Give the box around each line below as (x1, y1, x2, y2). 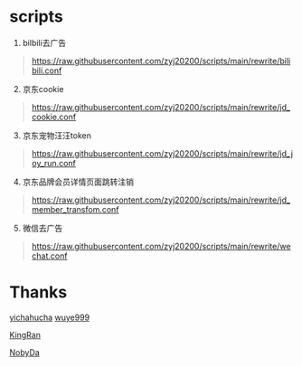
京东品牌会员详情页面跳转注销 (22, 176, 134, 187)
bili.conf (31, 65, 62, 76)
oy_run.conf (31, 157, 77, 168)
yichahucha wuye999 (9, 312, 90, 323)
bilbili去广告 (22, 37, 66, 48)
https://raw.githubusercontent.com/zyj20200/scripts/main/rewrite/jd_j (31, 147, 294, 159)
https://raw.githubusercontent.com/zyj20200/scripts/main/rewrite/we (31, 240, 291, 251)
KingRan (9, 329, 41, 340)
